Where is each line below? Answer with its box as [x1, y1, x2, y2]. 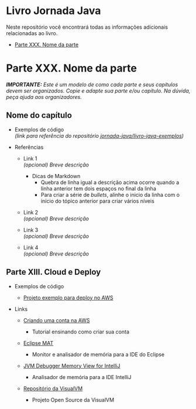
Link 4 [23, 244, 39, 251]
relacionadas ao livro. [6, 29, 58, 36]
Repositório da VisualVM [23, 385, 83, 392]
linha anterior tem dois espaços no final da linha [40, 185, 156, 192]
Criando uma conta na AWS [23, 316, 90, 323]
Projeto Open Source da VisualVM [32, 396, 115, 403]
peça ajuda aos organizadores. [6, 93, 82, 100]
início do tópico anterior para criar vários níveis [40, 197, 155, 205]
